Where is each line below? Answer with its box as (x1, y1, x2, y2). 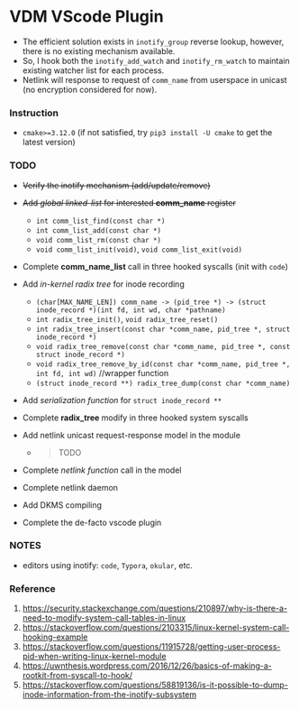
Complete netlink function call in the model (22, 465, 182, 475)
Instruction (9, 106, 59, 119)
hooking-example (22, 631, 88, 642)
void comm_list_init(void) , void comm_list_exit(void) (35, 244, 243, 254)
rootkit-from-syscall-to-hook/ (22, 670, 133, 681)
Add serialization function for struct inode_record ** (22, 394, 222, 405)
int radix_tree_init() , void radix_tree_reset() (35, 313, 219, 324)
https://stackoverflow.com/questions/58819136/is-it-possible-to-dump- (22, 679, 288, 691)
